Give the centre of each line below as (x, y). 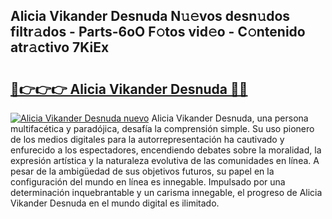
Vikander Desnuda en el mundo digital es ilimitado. (115, 203)
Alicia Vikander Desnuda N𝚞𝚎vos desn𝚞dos (150, 16)
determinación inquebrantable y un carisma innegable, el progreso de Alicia (166, 192)
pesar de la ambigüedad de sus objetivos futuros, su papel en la (142, 171)
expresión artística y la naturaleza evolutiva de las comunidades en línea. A (165, 160)
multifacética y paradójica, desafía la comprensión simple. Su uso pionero (162, 128)
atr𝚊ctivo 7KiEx (60, 47)
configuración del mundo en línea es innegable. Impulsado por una (148, 182)
